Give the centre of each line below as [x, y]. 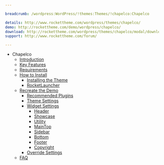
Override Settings [44, 153]
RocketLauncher [43, 85]
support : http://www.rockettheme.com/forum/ [51, 36]
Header [41, 111]
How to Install [33, 75]
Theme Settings [43, 101]
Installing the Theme [47, 80]
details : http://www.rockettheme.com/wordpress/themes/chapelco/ [73, 22]
